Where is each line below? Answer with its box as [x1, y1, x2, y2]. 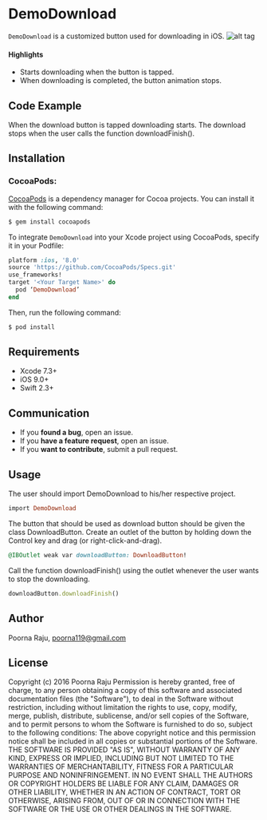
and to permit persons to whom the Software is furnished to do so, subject [8, 719, 253, 729]
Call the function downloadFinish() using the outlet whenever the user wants [8, 565, 259, 575]
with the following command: [8, 202, 104, 212]
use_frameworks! [8, 271, 62, 279]
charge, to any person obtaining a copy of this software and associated [8, 686, 242, 695]
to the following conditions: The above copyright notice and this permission [8, 728, 257, 738]
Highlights [8, 50, 44, 59]
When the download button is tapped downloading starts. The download [8, 120, 246, 129]
